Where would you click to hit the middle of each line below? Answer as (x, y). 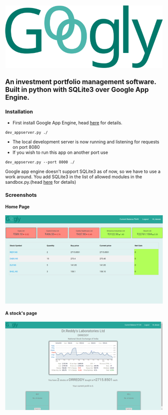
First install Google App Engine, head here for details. (67, 122)
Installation (19, 112)
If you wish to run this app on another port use (60, 152)
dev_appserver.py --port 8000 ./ (40, 162)
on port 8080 (26, 147)
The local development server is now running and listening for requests (86, 142)
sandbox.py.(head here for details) (41, 182)
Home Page (17, 207)
